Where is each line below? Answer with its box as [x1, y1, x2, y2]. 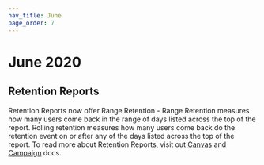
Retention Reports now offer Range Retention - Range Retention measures [8, 106, 251, 115]
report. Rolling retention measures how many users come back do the [8, 122, 236, 132]
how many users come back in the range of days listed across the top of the [8, 114, 256, 124]
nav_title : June [8, 11, 62, 20]
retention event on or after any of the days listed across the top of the [8, 131, 235, 140]
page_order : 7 [8, 19, 55, 27]
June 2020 [8, 53, 81, 71]
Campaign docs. [8, 148, 62, 157]
